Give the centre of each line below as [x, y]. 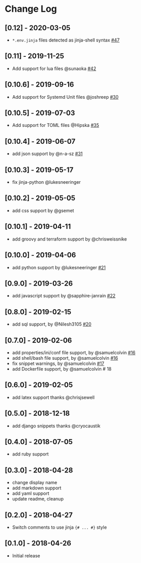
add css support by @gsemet [43, 210]
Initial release [26, 555]
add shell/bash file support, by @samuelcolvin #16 [65, 358]
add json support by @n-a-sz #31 [47, 154]
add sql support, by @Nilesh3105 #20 [52, 324]
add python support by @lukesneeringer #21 [59, 267]
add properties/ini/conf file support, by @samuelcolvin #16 [74, 352]
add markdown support [37, 488]
